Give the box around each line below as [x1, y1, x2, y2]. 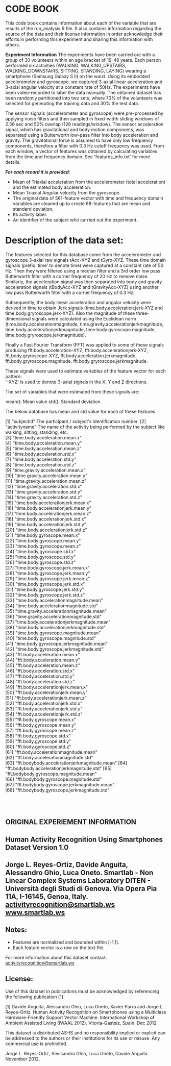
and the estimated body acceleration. [12, 184, 91, 190]
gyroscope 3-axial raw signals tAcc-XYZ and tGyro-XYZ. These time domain [5, 257, 166, 263]
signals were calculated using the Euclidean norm [32, 315, 136, 321]
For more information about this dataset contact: [5, 954, 107, 960]
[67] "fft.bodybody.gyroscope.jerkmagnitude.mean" [5, 781, 115, 787]
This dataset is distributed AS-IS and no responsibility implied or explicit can [5, 1029, 166, 1036]
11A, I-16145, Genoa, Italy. [5, 893, 88, 901]
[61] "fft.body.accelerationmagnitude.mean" [5, 749, 98, 755]
